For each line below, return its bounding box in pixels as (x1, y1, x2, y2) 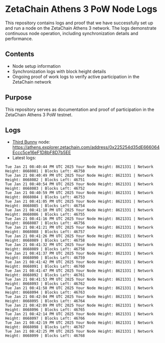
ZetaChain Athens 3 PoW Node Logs (5, 3, 158, 15)
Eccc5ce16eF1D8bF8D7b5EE (12, 149, 71, 155)
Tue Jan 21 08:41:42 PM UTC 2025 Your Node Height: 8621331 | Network (5, 260, 154, 265)
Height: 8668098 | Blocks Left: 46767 (5, 325, 85, 330)
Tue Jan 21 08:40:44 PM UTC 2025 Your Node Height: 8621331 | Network (5, 164, 154, 169)
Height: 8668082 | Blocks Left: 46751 (5, 177, 85, 183)
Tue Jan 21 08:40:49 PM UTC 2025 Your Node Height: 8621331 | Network (5, 173, 154, 178)
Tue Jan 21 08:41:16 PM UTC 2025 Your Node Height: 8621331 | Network (5, 216, 154, 221)
